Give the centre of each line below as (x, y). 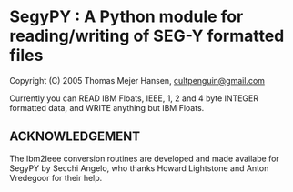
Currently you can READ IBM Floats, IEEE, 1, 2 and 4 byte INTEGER (134, 98)
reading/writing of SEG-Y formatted (147, 36)
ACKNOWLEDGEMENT (75, 137)
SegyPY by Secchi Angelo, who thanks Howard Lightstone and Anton (139, 168)
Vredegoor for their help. (56, 177)
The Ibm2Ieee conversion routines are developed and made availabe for (144, 158)
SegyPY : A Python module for (126, 17)
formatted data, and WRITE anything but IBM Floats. (107, 107)
